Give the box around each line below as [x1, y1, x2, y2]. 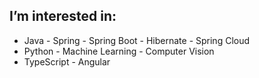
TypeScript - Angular [23, 55, 111, 68]
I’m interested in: [9, 8, 117, 25]
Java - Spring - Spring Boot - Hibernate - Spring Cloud [23, 34, 251, 46]
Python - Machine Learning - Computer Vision [23, 45, 215, 57]
